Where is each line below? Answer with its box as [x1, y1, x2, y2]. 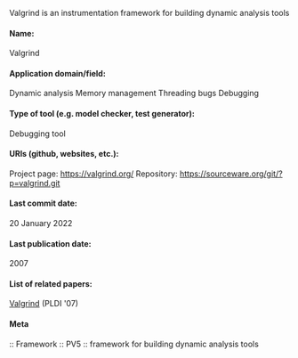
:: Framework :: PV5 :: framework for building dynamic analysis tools [9, 338, 260, 349]
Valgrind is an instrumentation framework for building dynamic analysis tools [9, 8, 290, 18]
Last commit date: [9, 198, 77, 208]
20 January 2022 [9, 218, 73, 229]
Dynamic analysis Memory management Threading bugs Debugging [9, 88, 260, 99]
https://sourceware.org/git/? [179, 168, 283, 179]
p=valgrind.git [9, 177, 60, 188]
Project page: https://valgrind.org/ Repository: [9, 168, 178, 179]
